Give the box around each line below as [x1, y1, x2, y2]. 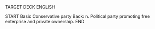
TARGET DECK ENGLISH [5, 4, 55, 10]
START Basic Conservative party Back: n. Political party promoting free [5, 14, 150, 19]
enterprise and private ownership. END [5, 19, 85, 24]
